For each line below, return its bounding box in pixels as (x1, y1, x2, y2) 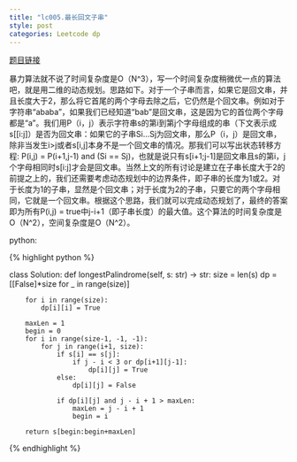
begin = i (72, 412, 109, 421)
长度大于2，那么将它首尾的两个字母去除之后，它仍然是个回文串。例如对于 (16, 96, 286, 106)
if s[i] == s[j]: (56, 350, 121, 359)
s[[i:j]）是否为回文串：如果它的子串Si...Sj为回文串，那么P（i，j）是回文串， (9, 129, 282, 140)
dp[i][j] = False (72, 381, 137, 390)
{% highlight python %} (9, 252, 95, 263)
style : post (9, 21, 53, 30)
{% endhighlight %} (9, 443, 81, 454)
